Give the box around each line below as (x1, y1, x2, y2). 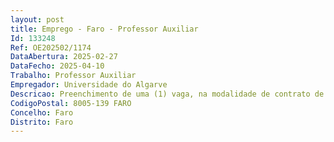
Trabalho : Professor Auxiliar (10, 71, 137, 81)
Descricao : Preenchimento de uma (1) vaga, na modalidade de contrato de (10, 89, 325, 99)
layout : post (10, 14, 65, 25)
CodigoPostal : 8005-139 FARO (10, 98, 132, 108)
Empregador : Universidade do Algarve (10, 80, 168, 90)
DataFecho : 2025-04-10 (10, 61, 105, 71)
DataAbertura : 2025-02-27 (10, 52, 118, 62)
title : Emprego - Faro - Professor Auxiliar (10, 24, 199, 34)
